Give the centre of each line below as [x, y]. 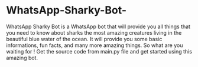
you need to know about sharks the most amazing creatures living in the [94, 32]
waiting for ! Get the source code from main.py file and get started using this [99, 51]
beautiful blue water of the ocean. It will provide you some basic [84, 39]
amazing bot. [22, 58]
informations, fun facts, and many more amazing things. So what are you [95, 45]
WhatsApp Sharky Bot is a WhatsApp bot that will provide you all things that [98, 26]
